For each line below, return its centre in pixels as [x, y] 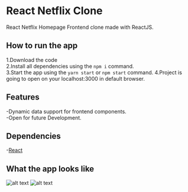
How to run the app [42, 46]
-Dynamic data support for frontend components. [67, 111]
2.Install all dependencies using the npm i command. [70, 66]
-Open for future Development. [44, 117]
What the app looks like [50, 169]
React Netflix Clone [54, 11]
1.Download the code [32, 59]
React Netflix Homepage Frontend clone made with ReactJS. [80, 27]
